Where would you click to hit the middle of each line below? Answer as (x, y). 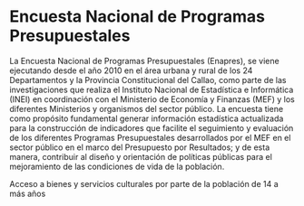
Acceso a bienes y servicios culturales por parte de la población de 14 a (144, 183)
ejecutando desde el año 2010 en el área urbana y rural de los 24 (131, 70)
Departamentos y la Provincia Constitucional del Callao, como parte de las (148, 80)
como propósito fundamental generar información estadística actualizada (147, 118)
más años (28, 193)
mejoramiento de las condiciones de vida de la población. (117, 166)
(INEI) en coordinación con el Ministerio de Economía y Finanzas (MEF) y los (152, 99)
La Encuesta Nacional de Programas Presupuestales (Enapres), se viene (144, 61)
